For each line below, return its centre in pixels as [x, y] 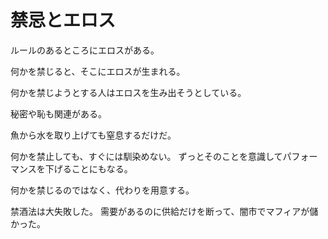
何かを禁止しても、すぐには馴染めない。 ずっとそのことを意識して [146, 156]
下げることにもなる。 [88, 168]
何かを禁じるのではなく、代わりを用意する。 [102, 190]
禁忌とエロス [63, 20]
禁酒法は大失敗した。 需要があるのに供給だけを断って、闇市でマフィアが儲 [164, 211]
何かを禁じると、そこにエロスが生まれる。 [98, 71]
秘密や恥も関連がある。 [58, 113]
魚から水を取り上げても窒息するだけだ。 [93, 135]
